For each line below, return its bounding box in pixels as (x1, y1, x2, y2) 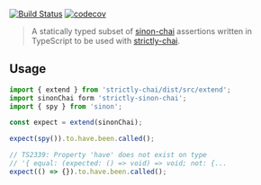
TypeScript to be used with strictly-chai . (31, 36, 181, 46)
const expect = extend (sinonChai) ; (9, 118, 143, 128)
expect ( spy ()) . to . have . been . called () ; (9, 135, 155, 144)
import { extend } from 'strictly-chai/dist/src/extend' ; (9, 85, 231, 94)
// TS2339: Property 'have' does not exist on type (9, 151, 207, 160)
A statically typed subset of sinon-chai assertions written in (31, 26, 252, 36)
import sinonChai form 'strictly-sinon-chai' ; (9, 93, 187, 102)
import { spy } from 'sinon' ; (9, 101, 123, 111)
